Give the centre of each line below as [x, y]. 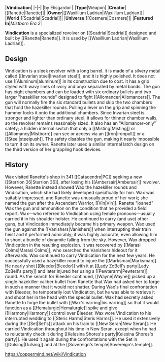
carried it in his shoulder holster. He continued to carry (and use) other [77, 218]
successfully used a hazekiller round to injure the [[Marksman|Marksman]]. [81, 260]
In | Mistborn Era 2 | [24, 23]
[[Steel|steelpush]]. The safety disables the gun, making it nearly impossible [82, 139]
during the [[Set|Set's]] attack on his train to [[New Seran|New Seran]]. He [81, 324]
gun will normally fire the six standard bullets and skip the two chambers [79, 102]
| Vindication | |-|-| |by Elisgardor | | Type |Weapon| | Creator [65, 8]
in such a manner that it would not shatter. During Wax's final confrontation [81, 287]
